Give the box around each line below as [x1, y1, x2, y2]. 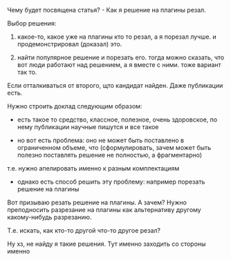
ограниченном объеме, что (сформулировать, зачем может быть [17, 144, 212, 151]
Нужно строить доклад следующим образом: [7, 102, 142, 110]
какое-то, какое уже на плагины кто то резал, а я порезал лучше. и [17, 32, 216, 41]
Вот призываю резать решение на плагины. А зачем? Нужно [7, 198, 187, 206]
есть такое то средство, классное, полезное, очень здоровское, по [17, 115, 218, 124]
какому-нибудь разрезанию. [7, 213, 92, 221]
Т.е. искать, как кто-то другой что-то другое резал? [7, 226, 161, 234]
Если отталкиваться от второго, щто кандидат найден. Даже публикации [7, 81, 223, 89]
